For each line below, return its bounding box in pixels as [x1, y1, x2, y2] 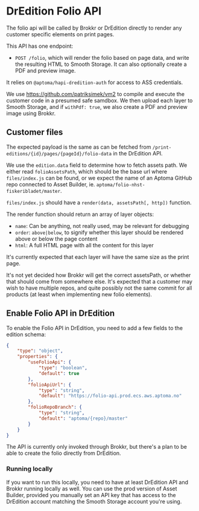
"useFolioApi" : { [28, 359, 71, 365]
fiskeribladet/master [6, 188, 61, 194]
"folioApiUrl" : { [28, 382, 71, 388]
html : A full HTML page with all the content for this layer [14, 241, 154, 249]
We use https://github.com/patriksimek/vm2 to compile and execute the [6, 90, 185, 97]
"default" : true [38, 370, 80, 376]
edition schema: [6, 331, 46, 338]
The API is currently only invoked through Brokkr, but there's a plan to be [6, 443, 187, 451]
